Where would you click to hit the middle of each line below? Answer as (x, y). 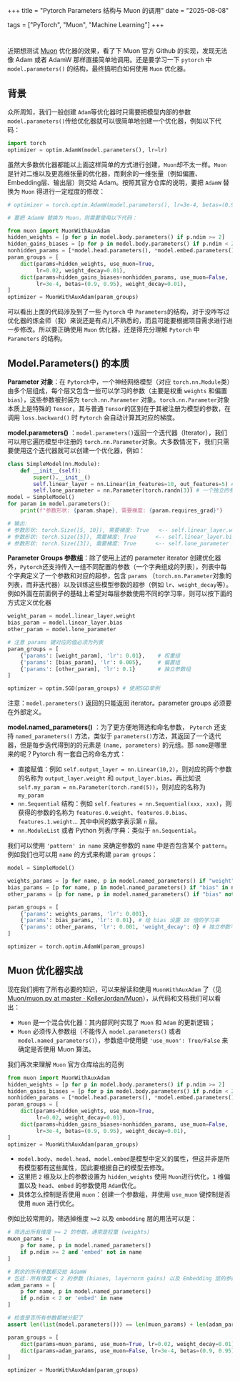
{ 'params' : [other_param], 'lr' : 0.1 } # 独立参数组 (106, 669)
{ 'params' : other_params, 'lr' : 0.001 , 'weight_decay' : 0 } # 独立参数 (125, 927)
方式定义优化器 (29, 603)
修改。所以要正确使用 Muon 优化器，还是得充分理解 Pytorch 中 (110, 330)
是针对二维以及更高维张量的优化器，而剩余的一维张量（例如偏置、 (104, 173)
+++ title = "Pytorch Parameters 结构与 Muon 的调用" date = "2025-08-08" (118, 10)
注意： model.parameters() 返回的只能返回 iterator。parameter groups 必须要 (120, 703)
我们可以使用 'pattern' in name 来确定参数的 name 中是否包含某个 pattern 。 (119, 846)
